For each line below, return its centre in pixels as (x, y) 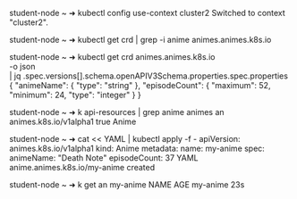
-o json (22, 66)
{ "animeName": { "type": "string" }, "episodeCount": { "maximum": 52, (140, 85)
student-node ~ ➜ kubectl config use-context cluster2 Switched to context (148, 13)
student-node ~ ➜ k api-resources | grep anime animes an (117, 112)
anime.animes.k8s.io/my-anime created (82, 167)
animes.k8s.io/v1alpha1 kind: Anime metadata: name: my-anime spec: (137, 148)
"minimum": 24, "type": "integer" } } (75, 95)
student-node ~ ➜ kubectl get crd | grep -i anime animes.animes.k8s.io (140, 40)
